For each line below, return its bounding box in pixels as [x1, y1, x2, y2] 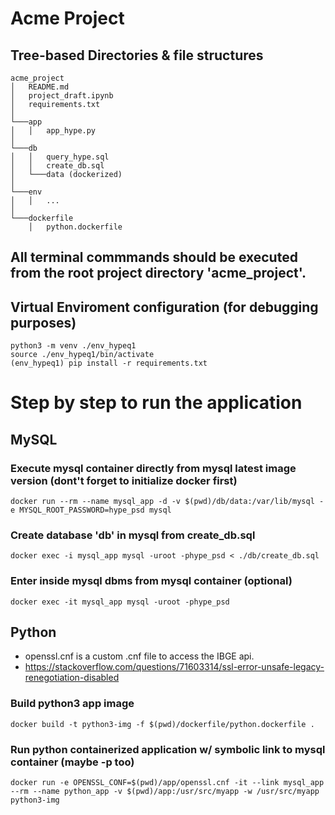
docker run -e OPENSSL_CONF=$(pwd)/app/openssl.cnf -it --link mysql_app [10, 778, 325, 788]
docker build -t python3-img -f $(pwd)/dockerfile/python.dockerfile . [10, 719, 315, 729]
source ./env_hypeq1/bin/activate [10, 350, 155, 360]
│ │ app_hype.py [10, 126, 97, 136]
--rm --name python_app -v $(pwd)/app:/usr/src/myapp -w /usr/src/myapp [10, 787, 320, 797]
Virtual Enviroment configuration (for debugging [10, 298, 319, 316]
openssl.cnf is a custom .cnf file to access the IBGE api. [24, 650, 255, 662]
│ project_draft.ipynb [10, 91, 114, 101]
